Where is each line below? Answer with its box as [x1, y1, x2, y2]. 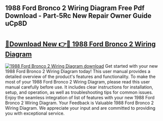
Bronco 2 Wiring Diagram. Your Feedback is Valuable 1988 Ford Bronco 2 [5, 100, 154, 106]
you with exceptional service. [5, 111, 65, 116]
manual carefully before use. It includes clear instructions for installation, [5, 84, 154, 90]
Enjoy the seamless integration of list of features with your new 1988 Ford [5, 95, 155, 100]
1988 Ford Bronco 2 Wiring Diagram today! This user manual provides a [5, 69, 151, 74]
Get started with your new [105, 63, 158, 69]
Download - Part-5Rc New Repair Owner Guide [5, 12, 152, 20]
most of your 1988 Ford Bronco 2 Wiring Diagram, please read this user [5, 79, 150, 84]
